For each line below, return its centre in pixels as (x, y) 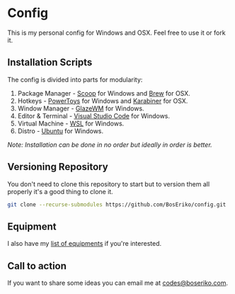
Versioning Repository (58, 167)
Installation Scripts (50, 63)
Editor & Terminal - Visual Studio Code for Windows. (94, 115)
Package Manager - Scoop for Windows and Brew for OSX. (104, 93)
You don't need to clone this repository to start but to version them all (109, 184)
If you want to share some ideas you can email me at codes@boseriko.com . (118, 283)
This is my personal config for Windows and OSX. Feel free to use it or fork (116, 33)
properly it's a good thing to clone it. (60, 191)
